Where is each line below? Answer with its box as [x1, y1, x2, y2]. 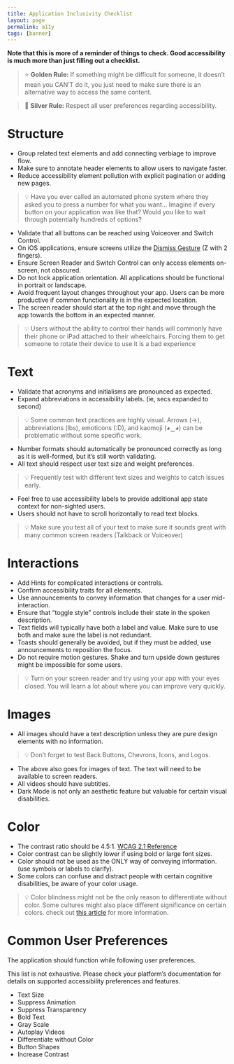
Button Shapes [17, 1042, 61, 1051]
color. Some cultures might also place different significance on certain [24, 901, 227, 909]
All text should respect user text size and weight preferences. [17, 460, 194, 468]
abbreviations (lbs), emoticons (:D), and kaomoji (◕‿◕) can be [24, 424, 203, 432]
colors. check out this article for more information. [24, 908, 169, 916]
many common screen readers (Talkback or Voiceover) [24, 531, 183, 539]
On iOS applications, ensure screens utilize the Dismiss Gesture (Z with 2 [17, 244, 228, 252]
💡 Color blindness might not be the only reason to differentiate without [24, 892, 227, 901]
